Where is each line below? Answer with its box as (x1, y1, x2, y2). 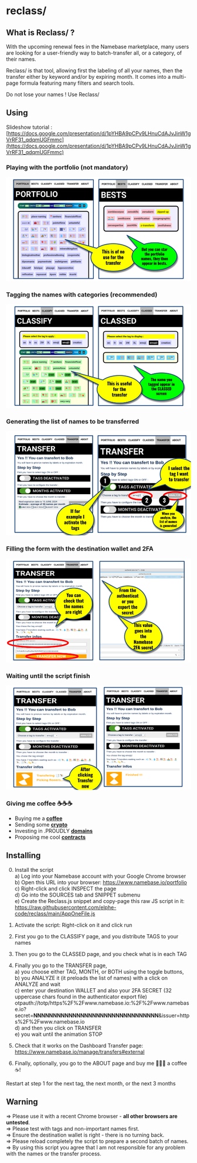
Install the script (14, 866, 54, 873)
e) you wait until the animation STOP (14, 1031, 103, 1038)
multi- (172, 74, 186, 80)
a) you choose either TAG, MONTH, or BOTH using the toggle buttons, (14, 968, 184, 975)
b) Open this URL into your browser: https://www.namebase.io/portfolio (14, 878, 188, 886)
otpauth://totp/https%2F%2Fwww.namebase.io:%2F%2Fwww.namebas (14, 999, 189, 1007)
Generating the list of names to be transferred (6, 418, 140, 426)
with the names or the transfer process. (6, 1150, 101, 1157)
